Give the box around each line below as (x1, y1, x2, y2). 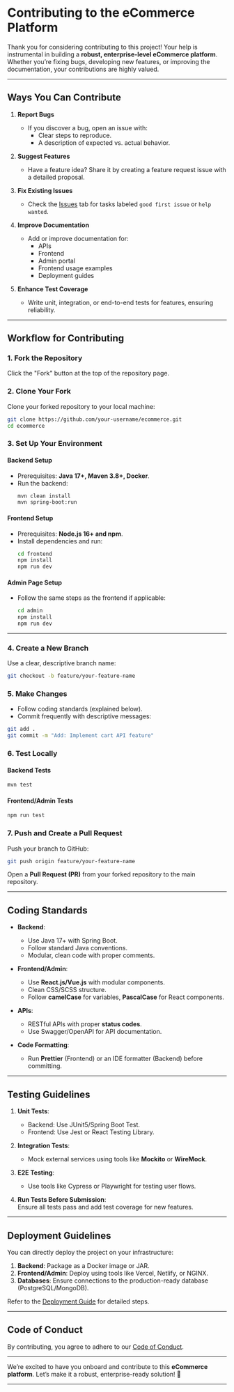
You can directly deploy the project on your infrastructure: (7, 1248, 174, 1256)
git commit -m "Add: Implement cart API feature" (7, 732, 155, 739)
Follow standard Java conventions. (27, 944, 127, 952)
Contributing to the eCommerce (7, 5, 195, 21)
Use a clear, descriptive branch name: (7, 659, 116, 667)
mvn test (7, 782, 33, 789)
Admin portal (38, 256, 75, 265)
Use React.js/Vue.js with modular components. (27, 978, 165, 987)
